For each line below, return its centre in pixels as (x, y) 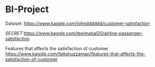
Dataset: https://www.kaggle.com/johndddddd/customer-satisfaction (77, 23)
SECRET (14, 33)
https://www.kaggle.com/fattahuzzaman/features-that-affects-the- (75, 54)
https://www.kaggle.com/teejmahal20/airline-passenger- (83, 33)
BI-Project (27, 9)
